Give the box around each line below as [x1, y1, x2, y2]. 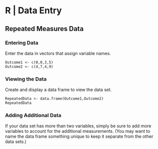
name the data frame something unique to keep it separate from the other [5, 133, 154, 140]
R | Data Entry [5, 5, 62, 16]
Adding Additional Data [5, 112, 62, 119]
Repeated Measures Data [5, 25, 84, 33]
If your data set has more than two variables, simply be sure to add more [5, 123, 152, 129]
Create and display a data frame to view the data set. [5, 87, 112, 93]
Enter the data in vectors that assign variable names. [5, 50, 111, 56]
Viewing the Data [5, 75, 47, 82]
